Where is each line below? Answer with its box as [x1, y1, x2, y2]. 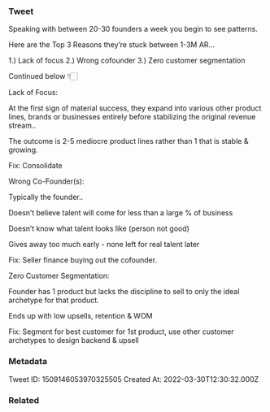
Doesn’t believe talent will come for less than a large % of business [8, 208, 233, 218]
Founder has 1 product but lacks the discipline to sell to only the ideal [8, 287, 240, 297]
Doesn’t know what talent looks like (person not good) [8, 223, 189, 233]
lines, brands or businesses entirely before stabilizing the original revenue [8, 112, 256, 122]
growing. [8, 145, 38, 155]
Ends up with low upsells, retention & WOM [8, 311, 153, 321]
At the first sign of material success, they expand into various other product [8, 103, 262, 113]
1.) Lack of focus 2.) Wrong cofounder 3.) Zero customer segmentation [8, 55, 246, 66]
